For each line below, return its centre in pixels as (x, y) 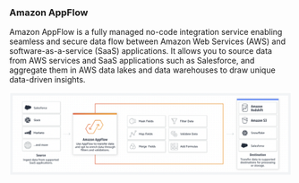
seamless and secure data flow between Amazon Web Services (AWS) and (148, 41)
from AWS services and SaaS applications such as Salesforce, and (132, 61)
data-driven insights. (47, 80)
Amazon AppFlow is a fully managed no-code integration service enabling (146, 32)
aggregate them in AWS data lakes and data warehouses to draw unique (142, 70)
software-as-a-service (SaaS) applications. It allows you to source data (141, 51)
